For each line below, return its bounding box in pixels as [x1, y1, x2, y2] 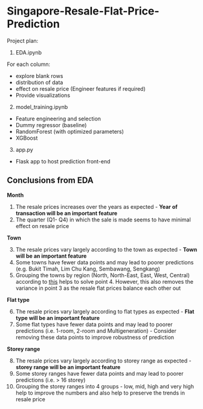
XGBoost [15, 134, 38, 142]
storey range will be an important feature [15, 363, 121, 370]
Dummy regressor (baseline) [15, 121, 87, 128]
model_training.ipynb [15, 103, 68, 110]
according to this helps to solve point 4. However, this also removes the [15, 278, 194, 285]
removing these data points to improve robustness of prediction [15, 333, 175, 341]
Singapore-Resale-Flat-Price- [7, 4, 159, 18]
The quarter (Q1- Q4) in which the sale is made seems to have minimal [15, 216, 191, 223]
